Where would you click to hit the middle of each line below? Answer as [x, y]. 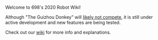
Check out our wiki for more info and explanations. [58, 32]
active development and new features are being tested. [63, 23]
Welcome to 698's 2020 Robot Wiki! [43, 7]
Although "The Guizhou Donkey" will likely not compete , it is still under [79, 17]
